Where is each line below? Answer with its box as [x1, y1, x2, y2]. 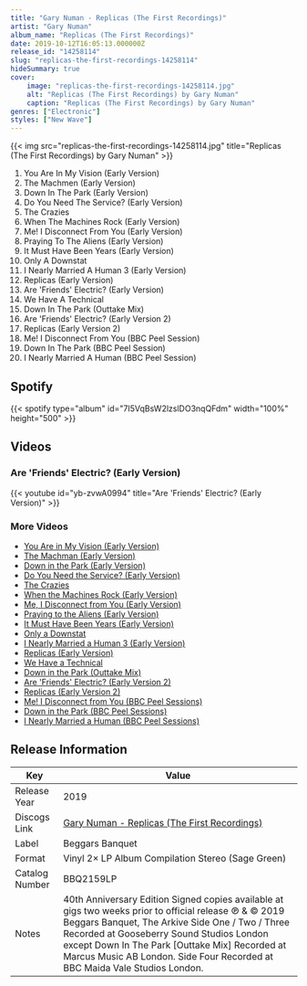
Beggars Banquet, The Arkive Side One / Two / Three [63, 916, 291, 928]
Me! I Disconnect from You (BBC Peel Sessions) [23, 695, 203, 706]
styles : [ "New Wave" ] [10, 115, 93, 124]
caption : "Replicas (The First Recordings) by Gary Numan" [26, 98, 256, 108]
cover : [10, 73, 36, 82]
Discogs [15, 811, 50, 823]
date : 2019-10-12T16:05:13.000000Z [10, 38, 146, 48]
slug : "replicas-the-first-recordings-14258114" [10, 56, 199, 65]
